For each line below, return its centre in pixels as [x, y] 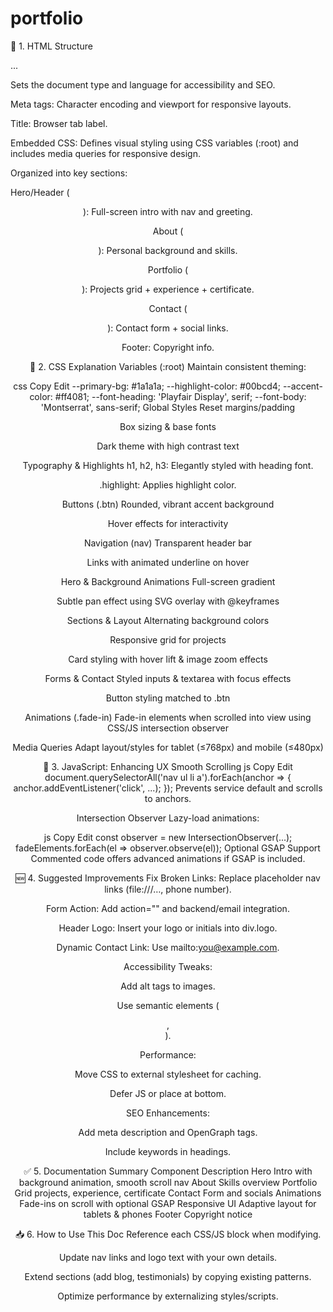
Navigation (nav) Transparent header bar [168, 543]
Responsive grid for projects [168, 639]
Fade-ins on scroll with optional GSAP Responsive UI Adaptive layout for [168, 1203]
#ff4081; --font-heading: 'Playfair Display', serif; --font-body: [180, 396]
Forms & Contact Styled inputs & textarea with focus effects [168, 678]
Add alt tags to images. [168, 986]
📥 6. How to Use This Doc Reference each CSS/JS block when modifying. [168, 1234]
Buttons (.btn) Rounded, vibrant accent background [168, 504]
